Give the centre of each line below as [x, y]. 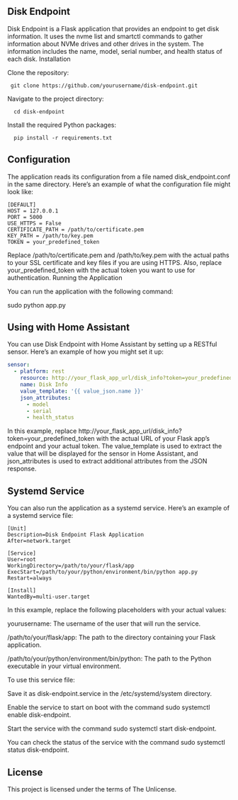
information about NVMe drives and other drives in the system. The [106, 44]
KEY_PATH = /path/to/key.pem [50, 236]
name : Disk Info [44, 385]
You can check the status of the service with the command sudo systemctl [116, 743]
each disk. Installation [39, 59]
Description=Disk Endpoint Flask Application [75, 535]
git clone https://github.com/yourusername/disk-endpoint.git [104, 85]
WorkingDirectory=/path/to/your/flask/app [71, 566]
